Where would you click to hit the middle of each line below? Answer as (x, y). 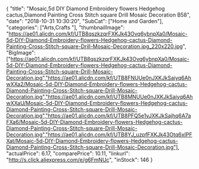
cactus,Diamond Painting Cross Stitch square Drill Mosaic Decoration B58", (98, 15)
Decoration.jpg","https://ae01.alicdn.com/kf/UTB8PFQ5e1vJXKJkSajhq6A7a (99, 116)
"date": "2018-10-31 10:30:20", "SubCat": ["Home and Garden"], (85, 21)
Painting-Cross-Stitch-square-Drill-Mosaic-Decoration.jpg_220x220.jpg (94, 46)
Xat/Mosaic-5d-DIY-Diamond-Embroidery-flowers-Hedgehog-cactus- (92, 141)
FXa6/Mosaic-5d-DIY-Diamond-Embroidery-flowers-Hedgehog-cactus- (94, 122)
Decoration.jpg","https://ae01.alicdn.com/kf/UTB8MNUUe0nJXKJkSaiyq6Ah (99, 97)
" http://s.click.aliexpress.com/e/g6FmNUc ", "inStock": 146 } (80, 160)
